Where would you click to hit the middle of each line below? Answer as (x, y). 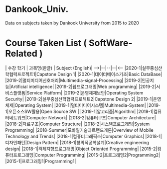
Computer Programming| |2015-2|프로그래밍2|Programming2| (97, 155)
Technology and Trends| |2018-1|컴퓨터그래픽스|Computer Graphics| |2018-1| (83, 136)
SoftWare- (111, 43)
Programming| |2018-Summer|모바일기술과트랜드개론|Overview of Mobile (79, 130)
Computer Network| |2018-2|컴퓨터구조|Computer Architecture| (91, 117)
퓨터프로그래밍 (19, 155)
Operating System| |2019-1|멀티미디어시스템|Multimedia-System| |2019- (88, 105)
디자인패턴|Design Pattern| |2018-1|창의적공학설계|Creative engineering (77, 142)
